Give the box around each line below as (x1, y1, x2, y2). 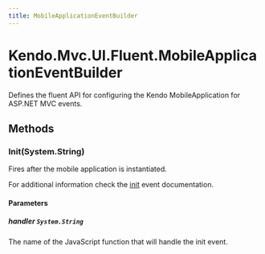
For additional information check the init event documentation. (8, 180, 214, 190)
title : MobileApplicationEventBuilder (8, 11, 138, 20)
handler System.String (8, 216, 84, 226)
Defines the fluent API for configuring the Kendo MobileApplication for (8, 90, 241, 100)
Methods (8, 121, 55, 135)
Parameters (8, 198, 48, 207)
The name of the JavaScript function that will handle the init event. (8, 236, 229, 246)
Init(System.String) (8, 145, 85, 157)
